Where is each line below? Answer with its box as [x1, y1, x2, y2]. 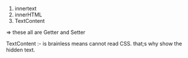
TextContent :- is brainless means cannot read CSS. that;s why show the [6, 40, 183, 47]
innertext [14, 5, 37, 12]
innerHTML [14, 11, 42, 18]
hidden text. [6, 46, 35, 53]
